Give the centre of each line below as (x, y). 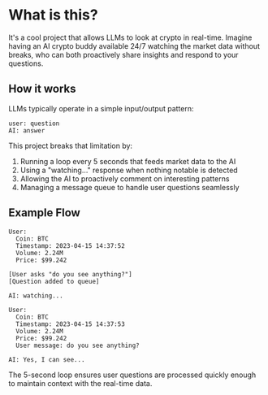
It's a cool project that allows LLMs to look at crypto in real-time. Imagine (130, 37)
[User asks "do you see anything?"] (70, 274)
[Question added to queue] (54, 281)
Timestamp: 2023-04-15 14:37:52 (71, 245)
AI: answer (27, 130)
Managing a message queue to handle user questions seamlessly (130, 187)
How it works (42, 89)
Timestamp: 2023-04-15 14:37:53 (71, 324)
